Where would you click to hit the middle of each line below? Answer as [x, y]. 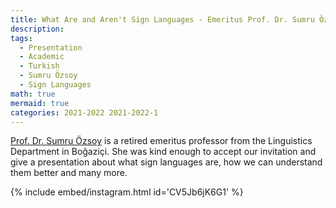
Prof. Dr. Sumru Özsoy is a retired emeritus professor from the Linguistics [161, 141]
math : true [33, 94]
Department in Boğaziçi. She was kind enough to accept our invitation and [163, 152]
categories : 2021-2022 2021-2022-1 [84, 112]
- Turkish [39, 66]
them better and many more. [69, 173]
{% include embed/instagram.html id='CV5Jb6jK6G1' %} [127, 192]
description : [37, 29]
